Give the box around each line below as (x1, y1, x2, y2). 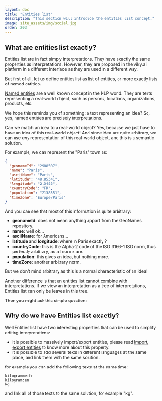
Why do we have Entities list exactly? (5, 312, 119, 320)
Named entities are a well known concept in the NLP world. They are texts (5, 90, 152, 96)
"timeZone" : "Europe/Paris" (9, 195, 66, 200)
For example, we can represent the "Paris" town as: (5, 149, 108, 155)
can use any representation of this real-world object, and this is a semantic (5, 134, 155, 141)
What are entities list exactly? (5, 43, 97, 51)
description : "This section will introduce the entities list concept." (5, 16, 155, 21)
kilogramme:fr (5, 373, 34, 378)
